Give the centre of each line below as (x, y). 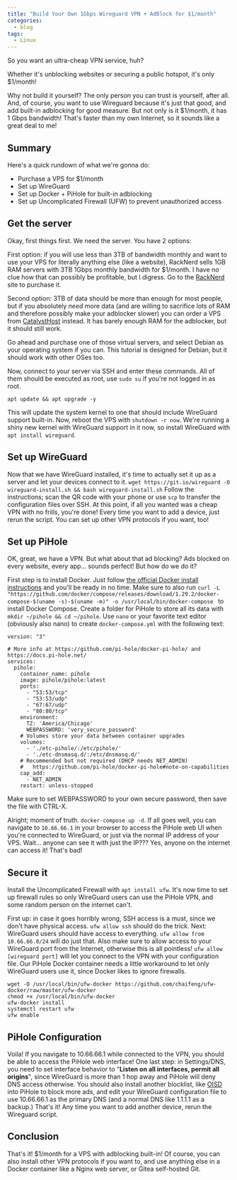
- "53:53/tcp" (47, 693)
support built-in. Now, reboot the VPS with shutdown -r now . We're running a (118, 420)
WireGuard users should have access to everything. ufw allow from (106, 934)
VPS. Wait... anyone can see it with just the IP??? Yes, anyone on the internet (119, 843)
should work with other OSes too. (56, 357)
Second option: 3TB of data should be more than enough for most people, (115, 298)
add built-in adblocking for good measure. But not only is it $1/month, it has (117, 111)
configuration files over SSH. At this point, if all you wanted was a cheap (112, 504)
